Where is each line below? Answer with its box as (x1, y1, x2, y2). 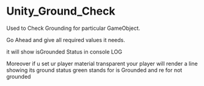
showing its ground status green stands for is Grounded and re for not (6, 66, 183, 74)
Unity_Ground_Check (6, 4, 115, 18)
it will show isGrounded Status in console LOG (6, 48, 123, 56)
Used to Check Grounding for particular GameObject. (6, 24, 140, 32)
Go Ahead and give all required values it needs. (6, 36, 125, 43)
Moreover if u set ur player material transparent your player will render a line (6, 60, 198, 67)
